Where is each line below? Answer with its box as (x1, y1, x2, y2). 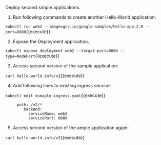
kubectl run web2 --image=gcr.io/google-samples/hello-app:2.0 (5, 24, 144, 29)
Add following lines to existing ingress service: (12, 83, 111, 88)
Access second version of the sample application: (12, 63, 118, 68)
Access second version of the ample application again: (12, 125, 129, 131)
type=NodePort (5, 54, 36, 59)
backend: (24, 107, 43, 112)
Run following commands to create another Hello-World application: (12, 14, 156, 20)
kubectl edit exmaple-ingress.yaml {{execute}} (5, 92, 106, 99)
